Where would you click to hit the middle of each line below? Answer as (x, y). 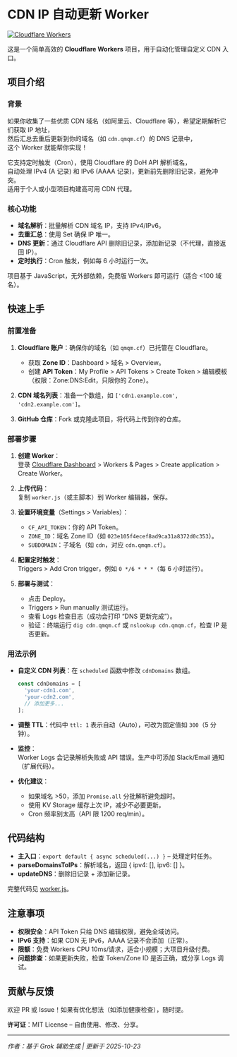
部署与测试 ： (36, 584)
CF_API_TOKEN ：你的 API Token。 (75, 527)
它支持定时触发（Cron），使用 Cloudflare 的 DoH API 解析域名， (99, 162)
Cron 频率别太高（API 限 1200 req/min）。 (88, 814)
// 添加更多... (44, 703)
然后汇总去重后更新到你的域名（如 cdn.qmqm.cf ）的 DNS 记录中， (102, 138)
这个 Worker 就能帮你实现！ (48, 147)
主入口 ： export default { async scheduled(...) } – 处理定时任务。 (116, 856)
